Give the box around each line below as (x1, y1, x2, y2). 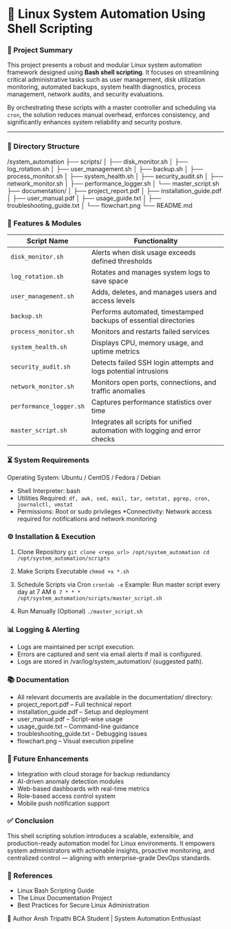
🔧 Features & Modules (7, 218, 82, 228)
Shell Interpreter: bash (16, 487, 80, 495)
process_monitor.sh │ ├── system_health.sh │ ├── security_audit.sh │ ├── (7, 172, 223, 180)
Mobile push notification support (16, 799, 110, 807)
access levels (91, 296, 135, 305)
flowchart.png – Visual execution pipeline (16, 737, 134, 745)
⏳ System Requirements (7, 455, 89, 465)
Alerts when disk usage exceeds (91, 248, 196, 257)
